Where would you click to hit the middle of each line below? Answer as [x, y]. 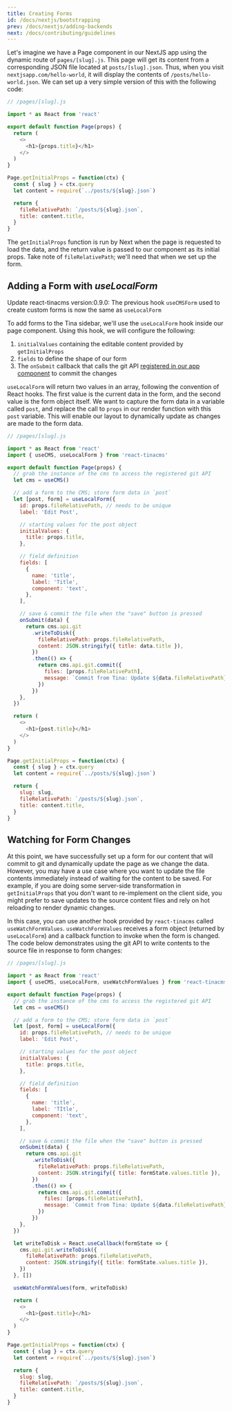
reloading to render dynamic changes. [61, 908]
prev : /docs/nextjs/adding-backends [60, 26]
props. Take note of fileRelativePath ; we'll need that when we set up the [112, 257]
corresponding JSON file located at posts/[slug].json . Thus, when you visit [116, 67]
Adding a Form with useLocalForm [83, 286]
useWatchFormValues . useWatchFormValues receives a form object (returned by [116, 929]
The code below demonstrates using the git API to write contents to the [109, 943]
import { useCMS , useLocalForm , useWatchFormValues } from [94, 982]
